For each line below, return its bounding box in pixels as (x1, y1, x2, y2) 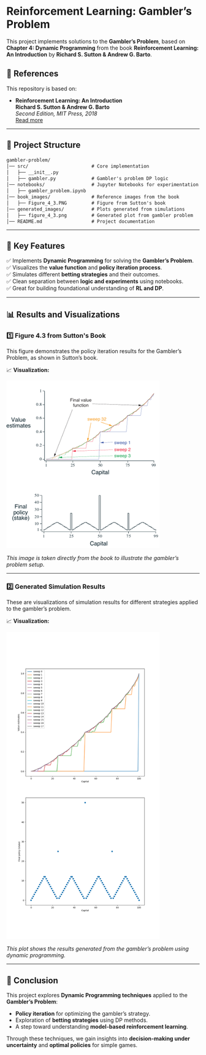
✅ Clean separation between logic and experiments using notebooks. (6, 278, 184, 285)
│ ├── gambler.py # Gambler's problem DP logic (6, 175, 169, 182)
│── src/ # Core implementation (6, 163, 150, 169)
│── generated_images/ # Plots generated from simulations (6, 206, 185, 212)
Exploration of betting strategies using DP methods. (15, 1016, 148, 1024)
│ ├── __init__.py (6, 169, 59, 176)
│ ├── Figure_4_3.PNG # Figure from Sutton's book (6, 200, 166, 206)
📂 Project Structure (6, 140, 81, 150)
